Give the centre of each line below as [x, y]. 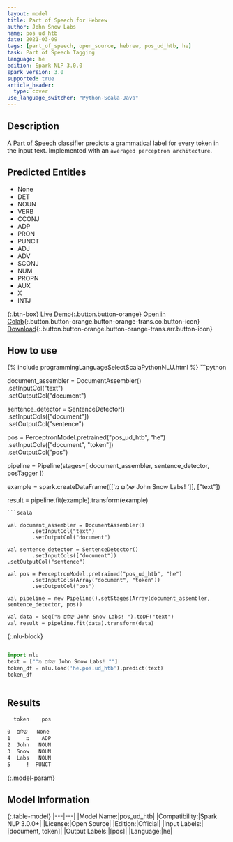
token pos [32, 719]
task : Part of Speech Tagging [51, 53]
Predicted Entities [47, 173]
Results [24, 703]
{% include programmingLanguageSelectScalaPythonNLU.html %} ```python [117, 368]
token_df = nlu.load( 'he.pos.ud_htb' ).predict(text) [85, 668]
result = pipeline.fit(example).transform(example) [78, 500]
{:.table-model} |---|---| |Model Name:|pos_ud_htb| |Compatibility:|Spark [112, 816]
